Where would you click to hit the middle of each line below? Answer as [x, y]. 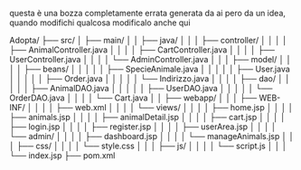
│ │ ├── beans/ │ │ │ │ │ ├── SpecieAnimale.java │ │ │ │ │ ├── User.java [150, 69]
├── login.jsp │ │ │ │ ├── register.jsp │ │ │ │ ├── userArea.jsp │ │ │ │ [143, 127]
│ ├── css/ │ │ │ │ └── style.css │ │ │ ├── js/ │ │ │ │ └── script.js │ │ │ [148, 146]
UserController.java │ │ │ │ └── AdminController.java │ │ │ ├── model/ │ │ [150, 59]
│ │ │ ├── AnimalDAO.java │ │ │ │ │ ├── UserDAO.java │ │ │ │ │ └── [141, 88]
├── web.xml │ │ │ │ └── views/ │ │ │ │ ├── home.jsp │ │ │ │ [174, 107]
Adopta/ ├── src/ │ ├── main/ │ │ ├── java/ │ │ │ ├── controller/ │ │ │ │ [148, 40]
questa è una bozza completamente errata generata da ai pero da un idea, [148, 13]
